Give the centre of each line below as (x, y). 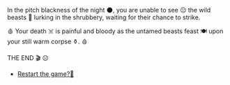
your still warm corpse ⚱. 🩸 (48, 41)
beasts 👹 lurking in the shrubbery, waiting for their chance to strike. (104, 17)
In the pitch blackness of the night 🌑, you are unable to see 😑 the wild (109, 10)
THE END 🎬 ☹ (28, 58)
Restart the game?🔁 (46, 74)
